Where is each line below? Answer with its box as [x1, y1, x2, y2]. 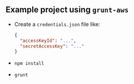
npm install [14, 61, 44, 67]
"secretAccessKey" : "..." [20, 43, 84, 49]
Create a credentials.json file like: [14, 20, 100, 27]
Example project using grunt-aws [5, 5, 129, 15]
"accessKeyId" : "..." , [20, 38, 77, 43]
